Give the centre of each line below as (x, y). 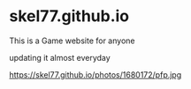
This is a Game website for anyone (72, 41)
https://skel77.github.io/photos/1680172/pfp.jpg (95, 74)
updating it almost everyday (60, 57)
